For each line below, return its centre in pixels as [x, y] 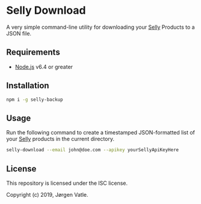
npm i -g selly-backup [35, 100]
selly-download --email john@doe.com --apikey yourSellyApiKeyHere [93, 150]
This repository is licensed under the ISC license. [67, 183]
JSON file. [19, 33]
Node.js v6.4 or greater [44, 67]
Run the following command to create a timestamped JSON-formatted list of [101, 133]
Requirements [33, 52]
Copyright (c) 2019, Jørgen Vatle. [47, 194]
